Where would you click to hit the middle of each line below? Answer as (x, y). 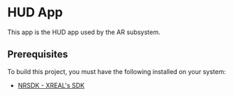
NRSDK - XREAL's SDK (51, 85)
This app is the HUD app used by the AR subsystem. (84, 32)
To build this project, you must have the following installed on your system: (116, 71)
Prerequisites (38, 54)
